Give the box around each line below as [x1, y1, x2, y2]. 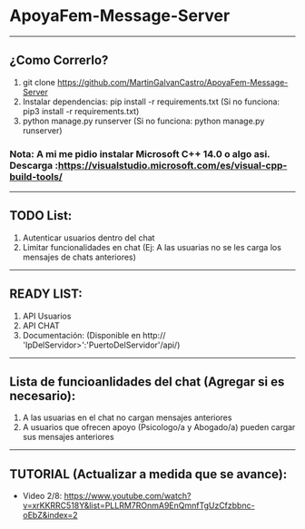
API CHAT [22, 319, 61, 331]
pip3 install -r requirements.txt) [22, 105, 140, 116]
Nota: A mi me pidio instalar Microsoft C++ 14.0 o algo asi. [9, 147, 271, 160]
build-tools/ [9, 170, 64, 182]
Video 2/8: [22, 491, 63, 502]
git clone [22, 76, 56, 87]
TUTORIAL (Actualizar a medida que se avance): [9, 466, 288, 482]
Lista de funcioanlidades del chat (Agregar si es [9, 374, 285, 390]
